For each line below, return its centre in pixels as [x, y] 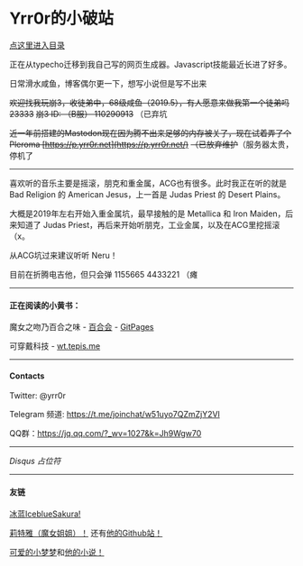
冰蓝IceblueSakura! [45, 514]
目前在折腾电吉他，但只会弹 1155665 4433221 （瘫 [104, 274]
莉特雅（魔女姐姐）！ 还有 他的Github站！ [86, 533]
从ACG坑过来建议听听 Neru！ [64, 255]
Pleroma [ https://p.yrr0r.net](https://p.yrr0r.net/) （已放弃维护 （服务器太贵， [151, 144]
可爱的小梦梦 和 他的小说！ [57, 552]
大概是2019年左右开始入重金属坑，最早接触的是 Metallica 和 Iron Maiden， [147, 214]
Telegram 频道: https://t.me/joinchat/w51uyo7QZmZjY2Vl [115, 415]
